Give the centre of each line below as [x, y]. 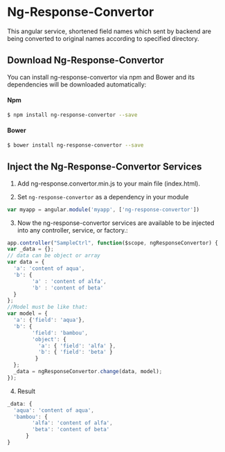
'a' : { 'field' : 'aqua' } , [49, 320]
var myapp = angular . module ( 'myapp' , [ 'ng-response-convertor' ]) [103, 209]
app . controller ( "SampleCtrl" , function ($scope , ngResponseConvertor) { [112, 243]
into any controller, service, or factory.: [72, 230]
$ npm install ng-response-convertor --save [72, 115]
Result [26, 391]
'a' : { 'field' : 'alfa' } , [77, 346]
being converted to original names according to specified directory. [103, 38]
